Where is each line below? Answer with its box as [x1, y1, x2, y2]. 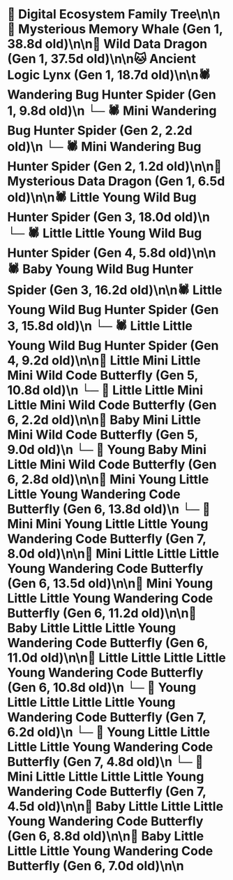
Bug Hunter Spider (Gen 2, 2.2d [7, 122, 193, 139]
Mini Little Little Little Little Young [7, 769, 204, 785]
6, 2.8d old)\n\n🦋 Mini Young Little [7, 471, 209, 488]
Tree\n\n [170, 6, 221, 22]
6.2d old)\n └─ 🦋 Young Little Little [7, 724, 211, 740]
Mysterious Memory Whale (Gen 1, [18, 21, 223, 37]
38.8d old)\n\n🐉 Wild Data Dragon [7, 36, 208, 52]
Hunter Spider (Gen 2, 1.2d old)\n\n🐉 [7, 159, 222, 174]
